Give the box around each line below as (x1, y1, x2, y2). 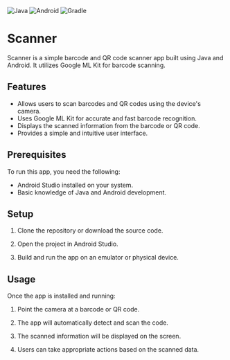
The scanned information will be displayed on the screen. (17, 332, 182, 341)
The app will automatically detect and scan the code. (17, 318, 168, 327)
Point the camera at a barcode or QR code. (17, 305, 140, 314)
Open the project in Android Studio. (17, 240, 119, 249)
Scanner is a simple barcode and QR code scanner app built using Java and (7, 53, 224, 62)
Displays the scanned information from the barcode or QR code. (17, 121, 200, 129)
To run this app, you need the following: (7, 167, 121, 176)
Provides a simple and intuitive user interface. (17, 129, 148, 137)
